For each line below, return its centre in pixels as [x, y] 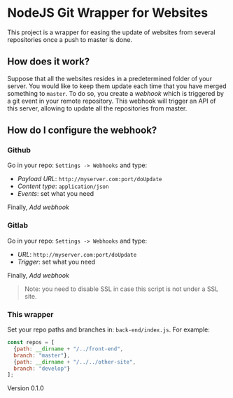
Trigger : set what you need [56, 262]
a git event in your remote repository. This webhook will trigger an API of [112, 101]
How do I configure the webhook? [82, 130]
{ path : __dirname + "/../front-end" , [69, 349]
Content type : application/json [63, 186]
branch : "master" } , [42, 355]
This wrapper [30, 314]
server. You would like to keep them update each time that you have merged [117, 86]
